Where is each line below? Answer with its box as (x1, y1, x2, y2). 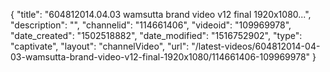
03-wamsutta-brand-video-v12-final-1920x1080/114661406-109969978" (10, 51, 311, 63)
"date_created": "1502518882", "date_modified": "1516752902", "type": (10, 30, 303, 41)
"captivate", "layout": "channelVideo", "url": (10, 40, 190, 52)
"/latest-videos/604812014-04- (191, 40, 321, 52)
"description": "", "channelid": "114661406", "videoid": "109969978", (10, 19, 292, 31)
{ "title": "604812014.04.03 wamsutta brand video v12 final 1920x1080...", (10, 9, 312, 20)
